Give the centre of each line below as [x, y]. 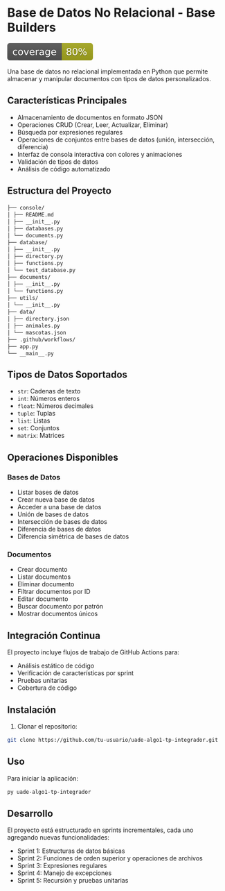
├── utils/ [23, 298]
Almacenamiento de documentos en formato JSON [90, 117]
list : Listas [34, 421]
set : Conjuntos [38, 428]
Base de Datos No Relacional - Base [111, 13]
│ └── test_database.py [42, 270]
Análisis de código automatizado [64, 169]
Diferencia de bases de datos [59, 529]
